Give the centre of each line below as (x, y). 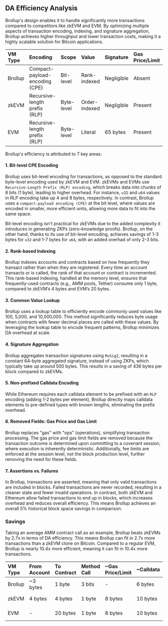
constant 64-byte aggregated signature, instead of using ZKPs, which (77, 361)
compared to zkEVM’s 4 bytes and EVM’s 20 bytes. (58, 289)
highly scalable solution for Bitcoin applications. (54, 42)
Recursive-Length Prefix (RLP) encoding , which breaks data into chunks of (83, 187)
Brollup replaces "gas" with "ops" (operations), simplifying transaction (77, 433)
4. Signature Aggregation (32, 344)
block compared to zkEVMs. (34, 371)
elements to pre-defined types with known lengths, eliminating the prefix (80, 405)
